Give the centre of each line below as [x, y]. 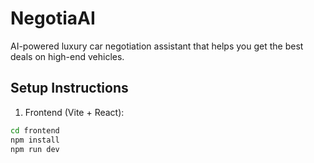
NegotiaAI [53, 18]
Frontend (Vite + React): [74, 112]
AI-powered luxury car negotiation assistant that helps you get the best [157, 46]
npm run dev [35, 149]
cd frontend [35, 130]
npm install [35, 140]
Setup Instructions [69, 88]
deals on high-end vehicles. [67, 56]
